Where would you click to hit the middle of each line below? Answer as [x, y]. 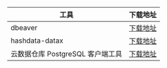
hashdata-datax [37, 41]
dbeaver [24, 28]
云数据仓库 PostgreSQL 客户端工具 [67, 54]
